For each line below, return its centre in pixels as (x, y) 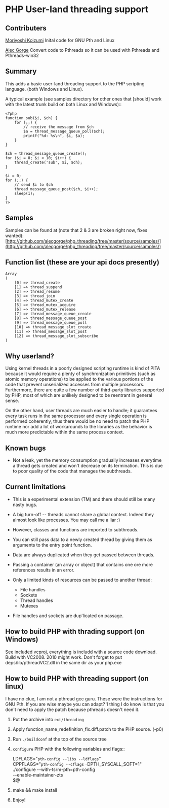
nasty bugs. (25, 504)
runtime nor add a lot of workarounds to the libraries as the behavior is (79, 427)
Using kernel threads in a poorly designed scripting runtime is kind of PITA (83, 368)
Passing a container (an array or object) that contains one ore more (83, 564)
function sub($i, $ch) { (31, 118)
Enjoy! (19, 800)
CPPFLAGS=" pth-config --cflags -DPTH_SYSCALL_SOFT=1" (77, 764)
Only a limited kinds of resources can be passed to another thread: (82, 580)
